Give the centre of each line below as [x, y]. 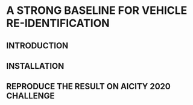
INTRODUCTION [37, 46]
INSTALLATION [35, 66]
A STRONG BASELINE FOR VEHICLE [97, 11]
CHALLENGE [30, 96]
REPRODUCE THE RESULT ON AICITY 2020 [88, 87]
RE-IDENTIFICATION [58, 23]
